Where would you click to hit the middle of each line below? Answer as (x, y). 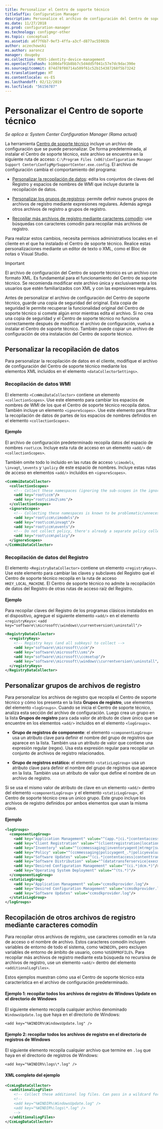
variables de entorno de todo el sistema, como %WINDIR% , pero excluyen (76, 947)
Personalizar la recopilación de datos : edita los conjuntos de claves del (83, 179)
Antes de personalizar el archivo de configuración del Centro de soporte (77, 298)
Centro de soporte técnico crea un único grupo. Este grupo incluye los (75, 798)
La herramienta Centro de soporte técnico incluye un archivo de (69, 144)
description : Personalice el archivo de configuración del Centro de (77, 19)
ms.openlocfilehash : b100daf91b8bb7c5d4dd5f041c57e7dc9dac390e (70, 64)
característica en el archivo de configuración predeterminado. (67, 982)
